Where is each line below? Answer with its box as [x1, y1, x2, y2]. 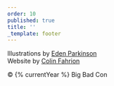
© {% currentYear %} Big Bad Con [7, 70, 108, 79]
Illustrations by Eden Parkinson [7, 49, 97, 58]
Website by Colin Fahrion [7, 57, 80, 66]
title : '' [7, 23, 37, 30]
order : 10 [7, 10, 37, 18]
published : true [7, 17, 55, 24]
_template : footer [7, 30, 61, 37]
